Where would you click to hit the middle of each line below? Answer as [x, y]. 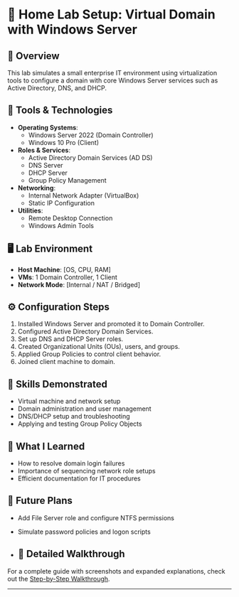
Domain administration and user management [84, 409]
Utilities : [30, 210]
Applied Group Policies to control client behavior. [89, 354]
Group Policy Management [67, 180]
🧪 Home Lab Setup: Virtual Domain [111, 15]
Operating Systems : [48, 127]
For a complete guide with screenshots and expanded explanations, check [116, 571]
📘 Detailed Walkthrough [71, 554]
